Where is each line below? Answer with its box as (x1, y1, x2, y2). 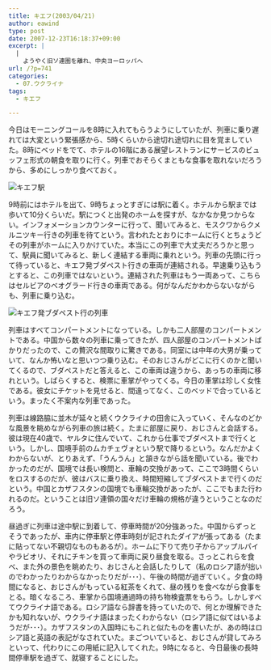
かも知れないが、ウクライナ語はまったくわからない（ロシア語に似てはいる (8, 613, 256, 622)
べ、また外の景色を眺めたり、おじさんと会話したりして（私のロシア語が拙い (8, 562, 263, 571)
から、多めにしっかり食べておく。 (8, 165, 122, 175)
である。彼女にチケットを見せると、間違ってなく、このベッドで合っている (8, 386, 255, 396)
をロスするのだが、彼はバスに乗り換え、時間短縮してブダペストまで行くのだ (8, 474, 263, 484)
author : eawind (8, 19, 60, 28)
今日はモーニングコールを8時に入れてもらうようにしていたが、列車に (8, 125, 238, 134)
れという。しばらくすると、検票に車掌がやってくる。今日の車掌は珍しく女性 (8, 375, 262, 385)
